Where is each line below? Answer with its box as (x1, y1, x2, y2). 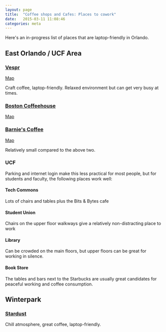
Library (5, 237, 21, 243)
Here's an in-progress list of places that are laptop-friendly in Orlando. (5, 35, 149, 41)
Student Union (5, 209, 36, 216)
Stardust (5, 310, 27, 317)
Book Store (5, 265, 29, 271)
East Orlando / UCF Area (5, 49, 82, 57)
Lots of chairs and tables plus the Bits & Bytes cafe (5, 198, 109, 204)
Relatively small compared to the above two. (5, 147, 96, 153)
